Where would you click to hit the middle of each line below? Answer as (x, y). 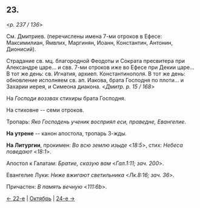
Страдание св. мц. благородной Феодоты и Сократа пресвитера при (96, 60)
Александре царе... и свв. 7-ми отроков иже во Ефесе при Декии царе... (101, 67)
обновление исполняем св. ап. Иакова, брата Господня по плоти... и (95, 80)
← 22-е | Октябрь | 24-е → (41, 198)
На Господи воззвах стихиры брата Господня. (66, 98)
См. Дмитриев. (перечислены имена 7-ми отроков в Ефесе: (84, 36)
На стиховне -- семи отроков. (45, 110)
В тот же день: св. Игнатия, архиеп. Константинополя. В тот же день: (96, 73)
